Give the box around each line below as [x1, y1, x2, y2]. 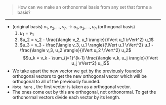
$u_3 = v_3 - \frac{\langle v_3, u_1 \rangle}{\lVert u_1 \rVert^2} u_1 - [19, 42, 154, 48]
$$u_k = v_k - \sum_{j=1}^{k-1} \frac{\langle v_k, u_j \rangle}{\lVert [23, 54, 158, 61]
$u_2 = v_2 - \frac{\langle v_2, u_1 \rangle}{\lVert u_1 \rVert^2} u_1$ [19, 37, 154, 43]
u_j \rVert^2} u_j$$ [71, 60, 110, 66]
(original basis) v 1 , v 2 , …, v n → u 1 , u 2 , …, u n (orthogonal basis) [12, 24, 135, 31]
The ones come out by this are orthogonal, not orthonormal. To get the [12, 89, 157, 95]
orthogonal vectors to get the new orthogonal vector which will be [12, 73, 147, 79]
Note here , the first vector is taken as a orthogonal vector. [12, 84, 131, 90]
